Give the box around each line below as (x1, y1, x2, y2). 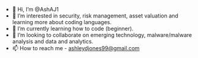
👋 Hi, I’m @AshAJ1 (12, 6, 59, 13)
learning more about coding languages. (12, 19, 112, 25)
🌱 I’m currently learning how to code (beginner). (12, 25, 134, 32)
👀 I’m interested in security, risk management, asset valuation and (12, 12, 179, 19)
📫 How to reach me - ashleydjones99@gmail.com (12, 45, 140, 51)
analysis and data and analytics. (12, 38, 94, 45)
